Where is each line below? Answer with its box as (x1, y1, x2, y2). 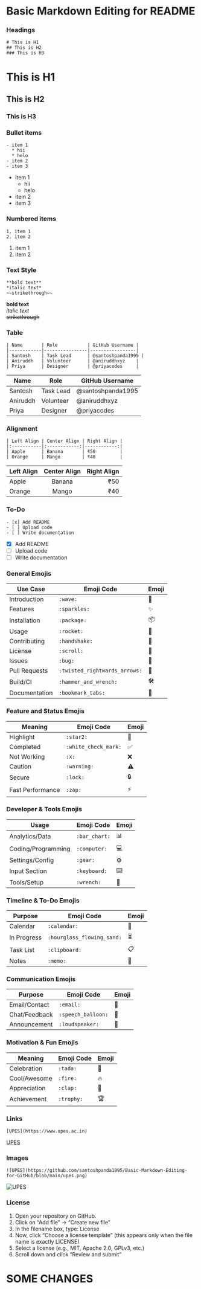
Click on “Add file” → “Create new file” (14, 1218, 110, 1226)
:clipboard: (47, 947, 82, 953)
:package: (59, 617, 87, 623)
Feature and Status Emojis (6, 707, 85, 715)
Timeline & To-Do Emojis (6, 896, 80, 904)
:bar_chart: (76, 833, 110, 840)
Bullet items (6, 128, 42, 137)
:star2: (66, 733, 88, 741)
